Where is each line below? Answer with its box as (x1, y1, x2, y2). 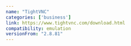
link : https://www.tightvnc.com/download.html (5, 20, 126, 26)
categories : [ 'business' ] (5, 14, 71, 20)
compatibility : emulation (5, 25, 71, 32)
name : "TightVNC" (5, 8, 50, 15)
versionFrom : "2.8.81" (5, 31, 63, 37)
